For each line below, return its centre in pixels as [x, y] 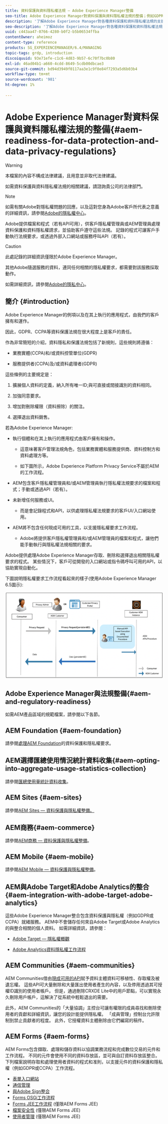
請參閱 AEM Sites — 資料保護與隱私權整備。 [50, 810]
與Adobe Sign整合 [31, 1091]
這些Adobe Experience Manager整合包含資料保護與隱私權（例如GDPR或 [79, 916]
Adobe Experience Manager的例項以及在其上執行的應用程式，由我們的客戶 [82, 314]
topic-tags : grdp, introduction [39, 53]
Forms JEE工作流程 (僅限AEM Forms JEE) [55, 1104]
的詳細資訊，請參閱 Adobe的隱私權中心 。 [47, 213]
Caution [13, 246]
